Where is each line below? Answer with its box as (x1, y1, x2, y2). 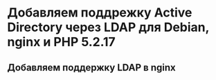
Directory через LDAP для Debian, (7, 19, 210, 35)
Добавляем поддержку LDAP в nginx (7, 61, 176, 73)
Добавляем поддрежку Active (7, 5, 192, 21)
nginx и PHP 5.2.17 (7, 34, 116, 50)
